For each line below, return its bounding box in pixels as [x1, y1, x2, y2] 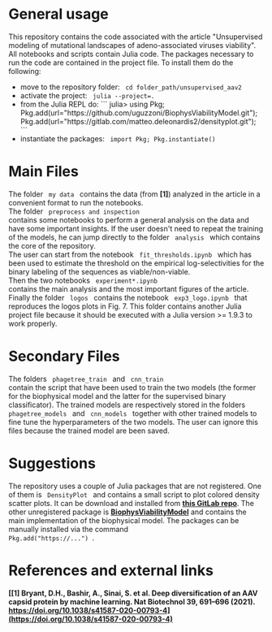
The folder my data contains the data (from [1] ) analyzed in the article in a [8, 188, 261, 199]
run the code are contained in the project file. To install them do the [8, 58, 234, 67]
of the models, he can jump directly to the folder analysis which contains [8, 232, 261, 242]
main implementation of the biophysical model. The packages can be [8, 515, 240, 525]
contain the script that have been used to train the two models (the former [8, 383, 257, 392]
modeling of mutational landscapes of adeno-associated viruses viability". [8, 40, 257, 50]
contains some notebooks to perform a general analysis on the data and [8, 214, 249, 224]
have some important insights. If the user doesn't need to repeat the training [8, 223, 264, 233]
